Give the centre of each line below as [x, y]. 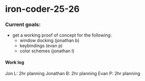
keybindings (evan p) [41, 46]
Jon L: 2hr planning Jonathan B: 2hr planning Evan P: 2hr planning [73, 73]
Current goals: [23, 25]
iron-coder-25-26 [43, 9]
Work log [15, 62]
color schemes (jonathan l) [47, 51]
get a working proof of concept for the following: [62, 35]
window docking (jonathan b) [49, 40]
